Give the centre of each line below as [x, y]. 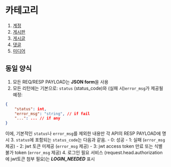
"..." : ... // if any [37, 118]
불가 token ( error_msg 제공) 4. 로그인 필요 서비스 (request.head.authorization [84, 153]
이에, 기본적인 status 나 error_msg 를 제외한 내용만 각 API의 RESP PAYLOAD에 [83, 133]
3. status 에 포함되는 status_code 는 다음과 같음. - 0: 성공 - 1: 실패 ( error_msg [88, 140]
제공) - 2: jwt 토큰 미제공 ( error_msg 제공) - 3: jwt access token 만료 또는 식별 [84, 146]
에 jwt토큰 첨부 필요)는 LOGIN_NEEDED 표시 [50, 159]
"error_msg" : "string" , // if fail [52, 114]
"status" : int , [31, 109]
